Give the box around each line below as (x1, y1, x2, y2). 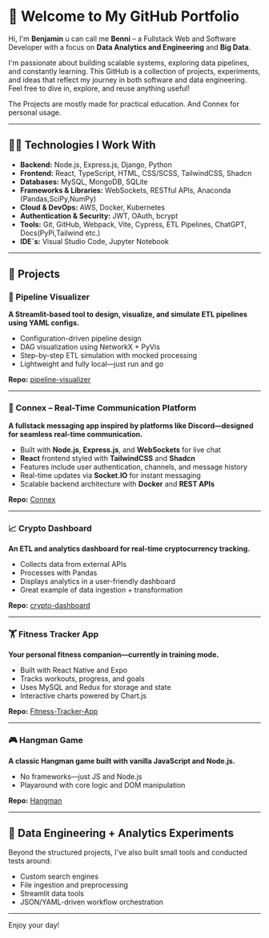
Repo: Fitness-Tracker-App (8, 707, 98, 716)
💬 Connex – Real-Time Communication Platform (8, 402, 197, 414)
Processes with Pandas (19, 568, 98, 577)
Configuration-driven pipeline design (19, 333, 142, 344)
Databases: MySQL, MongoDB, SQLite (19, 177, 148, 186)
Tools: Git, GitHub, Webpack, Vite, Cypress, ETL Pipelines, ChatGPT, (19, 219, 247, 229)
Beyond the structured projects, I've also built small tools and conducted (8, 847, 247, 858)
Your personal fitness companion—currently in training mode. (8, 650, 219, 659)
